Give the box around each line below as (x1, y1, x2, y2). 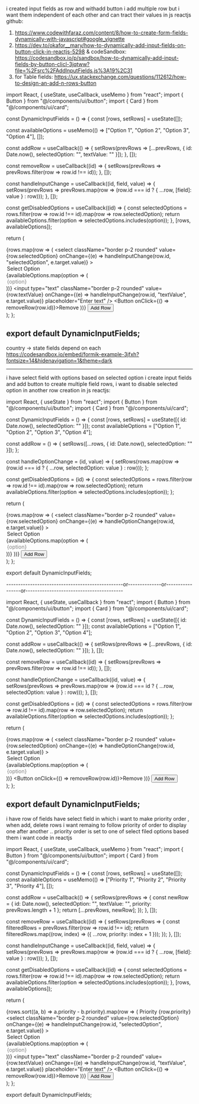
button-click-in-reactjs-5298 (14, 48, 85, 55)
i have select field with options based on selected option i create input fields (6, 374, 192, 381)
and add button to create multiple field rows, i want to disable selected (6, 380, 178, 388)
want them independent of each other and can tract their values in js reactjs (6, 11, 191, 18)
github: (6, 18, 24, 24)
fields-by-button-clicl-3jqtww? (14, 61, 90, 68)
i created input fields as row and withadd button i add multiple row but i (6, 5, 180, 12)
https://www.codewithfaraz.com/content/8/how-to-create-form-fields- (14, 29, 188, 36)
